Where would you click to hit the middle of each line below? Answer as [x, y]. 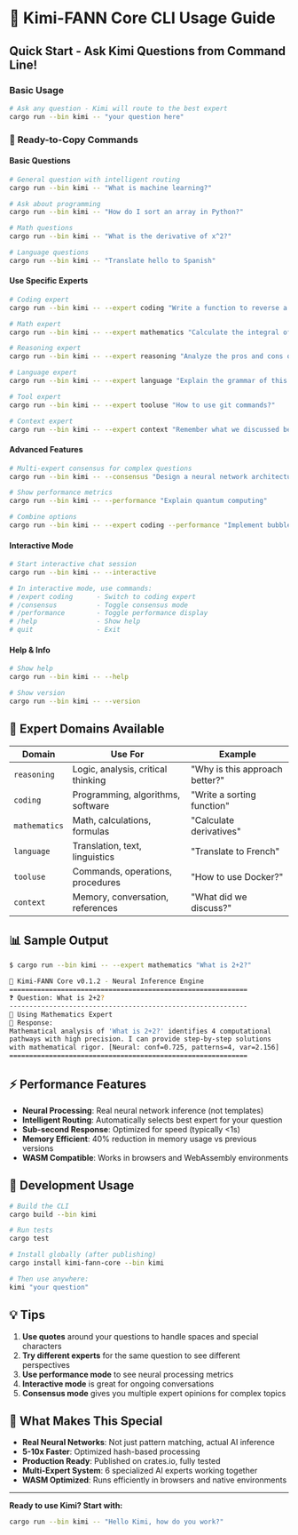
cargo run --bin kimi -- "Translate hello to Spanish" [113, 260]
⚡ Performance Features [78, 1085]
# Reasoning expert [45, 348]
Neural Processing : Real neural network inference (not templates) [143, 1110]
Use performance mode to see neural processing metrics [128, 1374]
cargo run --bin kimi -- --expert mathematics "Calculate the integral [144, 332]
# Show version [37, 693]
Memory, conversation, [121, 897]
